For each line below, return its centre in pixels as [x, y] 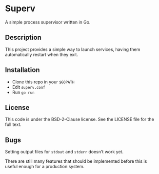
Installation [22, 70]
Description [23, 37]
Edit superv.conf [29, 87]
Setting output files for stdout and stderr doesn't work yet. [64, 152]
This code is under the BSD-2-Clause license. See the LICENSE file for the [80, 119]
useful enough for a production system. [45, 167]
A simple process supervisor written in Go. [48, 22]
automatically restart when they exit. [41, 54]
